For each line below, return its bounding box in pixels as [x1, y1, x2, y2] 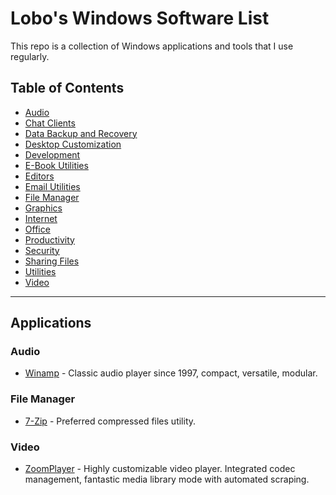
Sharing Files [24, 255, 80, 267]
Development [24, 148, 81, 161]
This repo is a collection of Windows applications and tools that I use [10, 40, 294, 52]
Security [24, 244, 60, 256]
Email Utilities [24, 180, 81, 192]
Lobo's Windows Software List [10, 7, 270, 30]
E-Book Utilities [24, 159, 89, 171]
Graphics [24, 202, 63, 214]
